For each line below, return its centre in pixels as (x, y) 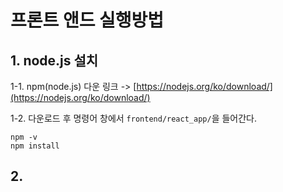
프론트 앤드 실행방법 (87, 20)
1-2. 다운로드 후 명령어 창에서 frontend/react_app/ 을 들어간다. (134, 118)
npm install (35, 146)
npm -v (24, 137)
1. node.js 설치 (54, 60)
